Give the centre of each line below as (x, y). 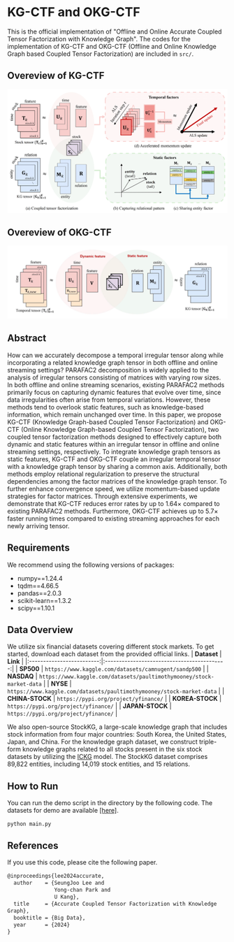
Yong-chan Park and (82, 890)
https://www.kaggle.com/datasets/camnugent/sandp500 (123, 669)
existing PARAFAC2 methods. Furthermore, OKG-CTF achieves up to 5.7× (113, 511)
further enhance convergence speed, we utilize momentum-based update (114, 488)
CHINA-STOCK (30, 699)
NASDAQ (21, 676)
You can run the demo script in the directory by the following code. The (110, 803)
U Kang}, (67, 897)
